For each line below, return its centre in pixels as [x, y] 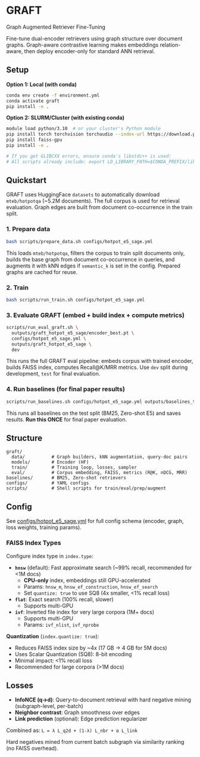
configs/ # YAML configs [48, 483]
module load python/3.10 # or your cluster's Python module [84, 129]
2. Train [17, 287]
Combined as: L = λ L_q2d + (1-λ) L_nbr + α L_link [72, 730]
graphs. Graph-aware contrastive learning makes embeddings [82, 45]
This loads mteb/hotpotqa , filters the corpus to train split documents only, [96, 253]
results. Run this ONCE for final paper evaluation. [66, 419]
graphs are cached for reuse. [42, 272]
